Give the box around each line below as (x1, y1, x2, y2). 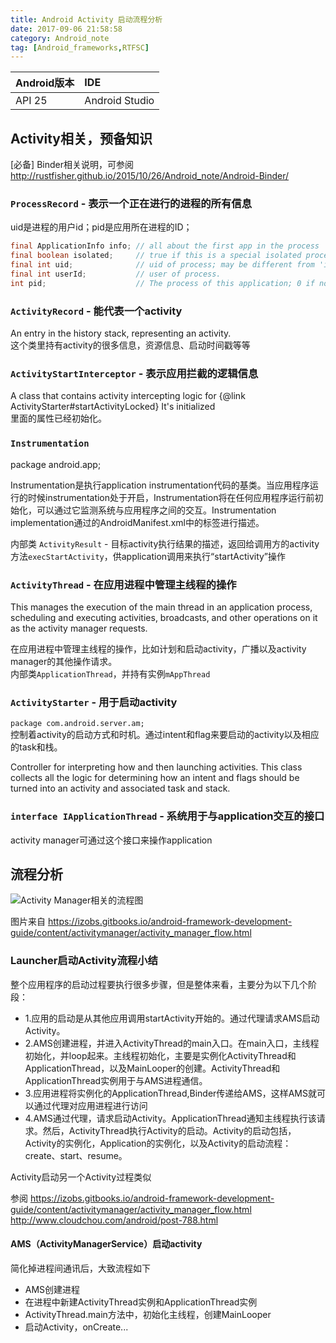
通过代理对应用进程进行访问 (33, 1099, 148, 1111)
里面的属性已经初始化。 (10, 412, 107, 425)
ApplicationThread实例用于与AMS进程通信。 (24, 1074, 208, 1086)
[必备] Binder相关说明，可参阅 (10, 159, 134, 171)
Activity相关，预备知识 (10, 130, 153, 147)
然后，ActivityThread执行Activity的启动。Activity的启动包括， (42, 1124, 297, 1136)
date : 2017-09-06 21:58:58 (10, 24, 123, 34)
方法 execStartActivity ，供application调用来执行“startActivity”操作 (10, 550, 287, 562)
